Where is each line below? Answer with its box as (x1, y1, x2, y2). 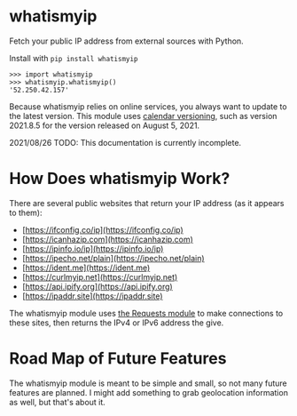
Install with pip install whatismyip (9, 52, 138, 63)
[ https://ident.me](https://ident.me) (21, 262, 151, 273)
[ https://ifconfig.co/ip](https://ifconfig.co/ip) (21, 224, 184, 235)
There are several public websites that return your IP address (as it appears (9, 197, 285, 208)
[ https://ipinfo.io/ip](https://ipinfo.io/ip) (21, 243, 164, 254)
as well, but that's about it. (9, 396, 106, 407)
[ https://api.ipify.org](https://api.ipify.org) (21, 281, 173, 292)
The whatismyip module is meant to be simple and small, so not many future (9, 378, 288, 388)
